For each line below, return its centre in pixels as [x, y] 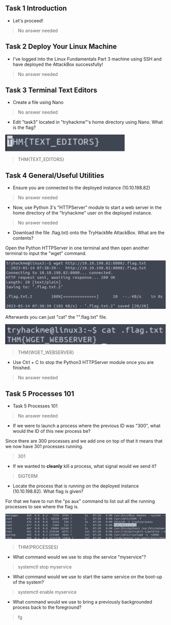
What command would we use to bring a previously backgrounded [82, 602]
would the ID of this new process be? [51, 431]
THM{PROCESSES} [38, 547]
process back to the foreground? [47, 607]
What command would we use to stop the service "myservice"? [79, 557]
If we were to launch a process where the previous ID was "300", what [87, 426]
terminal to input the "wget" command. [46, 253]
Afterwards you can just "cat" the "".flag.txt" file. [56, 317]
